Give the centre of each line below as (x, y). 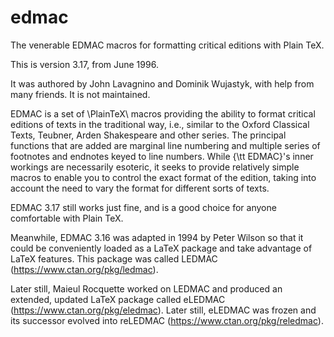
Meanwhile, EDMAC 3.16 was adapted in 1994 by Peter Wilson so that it (157, 237)
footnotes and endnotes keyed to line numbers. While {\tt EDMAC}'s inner (162, 156)
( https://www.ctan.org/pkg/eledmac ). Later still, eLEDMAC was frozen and (163, 310)
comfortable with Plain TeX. (67, 218)
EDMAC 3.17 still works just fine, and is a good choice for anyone (143, 207)
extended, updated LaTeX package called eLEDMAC (118, 299)
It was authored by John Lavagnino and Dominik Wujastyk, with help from (162, 83)
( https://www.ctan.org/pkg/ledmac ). (84, 269)
